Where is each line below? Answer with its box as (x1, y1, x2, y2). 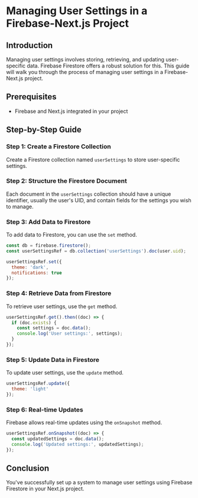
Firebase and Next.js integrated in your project (14, 108, 128, 115)
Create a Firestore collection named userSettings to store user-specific (6, 156, 180, 163)
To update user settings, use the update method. (6, 369, 124, 376)
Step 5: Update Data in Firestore (6, 355, 99, 364)
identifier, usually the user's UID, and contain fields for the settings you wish (6, 196, 191, 203)
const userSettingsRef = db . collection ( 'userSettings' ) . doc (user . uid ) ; (6, 248, 186, 254)
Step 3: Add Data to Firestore (6, 218, 91, 226)
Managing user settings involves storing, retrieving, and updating (6, 56, 164, 63)
